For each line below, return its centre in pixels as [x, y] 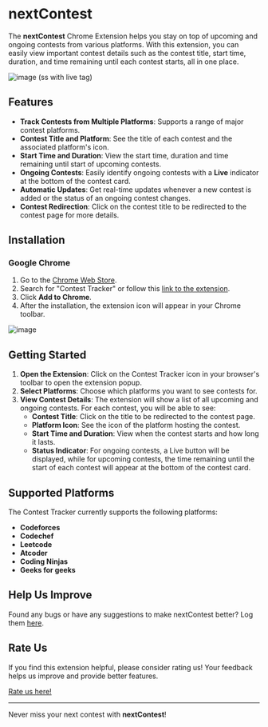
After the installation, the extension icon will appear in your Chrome [130, 306]
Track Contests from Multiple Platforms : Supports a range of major [132, 122]
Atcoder [33, 553]
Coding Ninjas [44, 561]
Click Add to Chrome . [55, 298]
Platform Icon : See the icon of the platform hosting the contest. [136, 425]
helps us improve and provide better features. [83, 676]
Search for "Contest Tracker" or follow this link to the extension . [125, 289]
